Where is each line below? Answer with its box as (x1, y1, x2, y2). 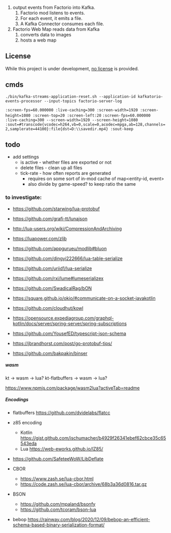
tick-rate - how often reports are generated (20, 170, 111, 176)
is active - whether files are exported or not (20, 159, 112, 166)
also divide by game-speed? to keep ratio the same (28, 181, 136, 187)
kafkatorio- (137, 94, 163, 99)
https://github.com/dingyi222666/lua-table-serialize (12, 255, 123, 261)
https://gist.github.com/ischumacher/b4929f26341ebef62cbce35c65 (20, 435, 166, 441)
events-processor (5, 98, 42, 104)
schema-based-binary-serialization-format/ (12, 522, 105, 528)
